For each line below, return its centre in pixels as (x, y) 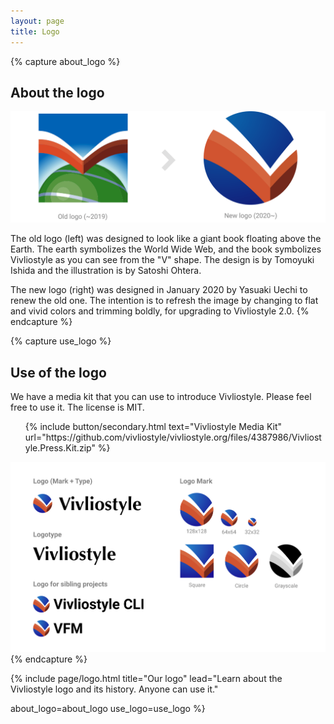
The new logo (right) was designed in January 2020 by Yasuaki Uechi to (159, 290)
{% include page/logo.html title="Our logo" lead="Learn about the (146, 678)
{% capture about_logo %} (65, 61)
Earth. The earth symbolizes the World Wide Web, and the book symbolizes (166, 249)
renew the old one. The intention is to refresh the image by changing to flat (164, 301)
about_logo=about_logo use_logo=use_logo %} (108, 708)
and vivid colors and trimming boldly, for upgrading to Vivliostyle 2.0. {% (160, 311)
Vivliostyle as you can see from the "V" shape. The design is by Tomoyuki (162, 260)
